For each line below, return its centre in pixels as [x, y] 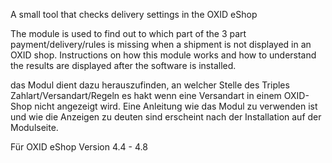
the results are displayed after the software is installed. [123, 65]
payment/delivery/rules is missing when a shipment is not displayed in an [161, 44]
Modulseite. [34, 127]
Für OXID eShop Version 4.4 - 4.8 [79, 147]
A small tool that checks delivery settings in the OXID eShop [134, 14]
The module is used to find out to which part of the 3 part [128, 33]
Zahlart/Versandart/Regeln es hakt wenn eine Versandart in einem [146, 95]
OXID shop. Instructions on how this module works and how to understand [163, 55]
